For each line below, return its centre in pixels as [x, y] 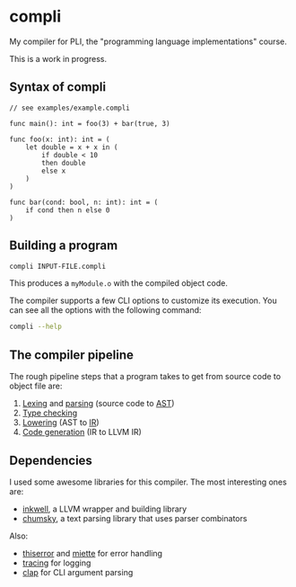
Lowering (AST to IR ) [61, 422]
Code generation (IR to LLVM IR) [82, 432]
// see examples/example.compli [70, 108]
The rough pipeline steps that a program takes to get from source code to [145, 377]
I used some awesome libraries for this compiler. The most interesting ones [148, 482]
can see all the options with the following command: [105, 310]
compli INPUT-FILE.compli [57, 266]
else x [54, 171]
